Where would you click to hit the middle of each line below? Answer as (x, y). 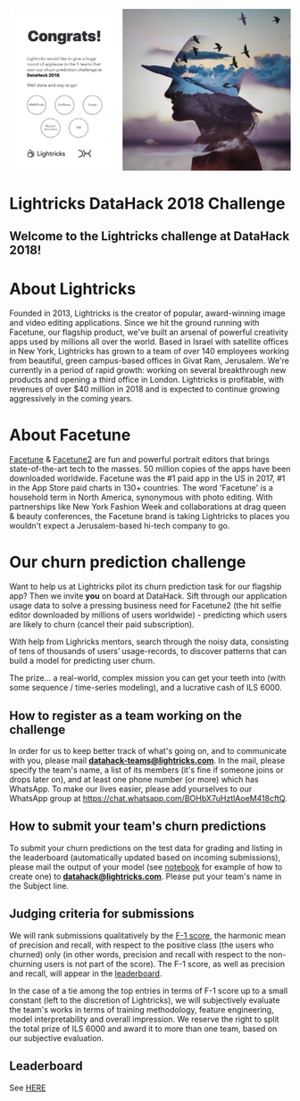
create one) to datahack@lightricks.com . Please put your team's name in (146, 876)
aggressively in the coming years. (71, 399)
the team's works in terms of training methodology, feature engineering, (142, 1009)
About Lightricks (73, 289)
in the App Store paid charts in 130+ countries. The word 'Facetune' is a (142, 488)
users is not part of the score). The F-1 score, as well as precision (165, 964)
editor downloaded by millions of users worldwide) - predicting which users (148, 615)
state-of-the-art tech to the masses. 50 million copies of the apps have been (150, 469)
